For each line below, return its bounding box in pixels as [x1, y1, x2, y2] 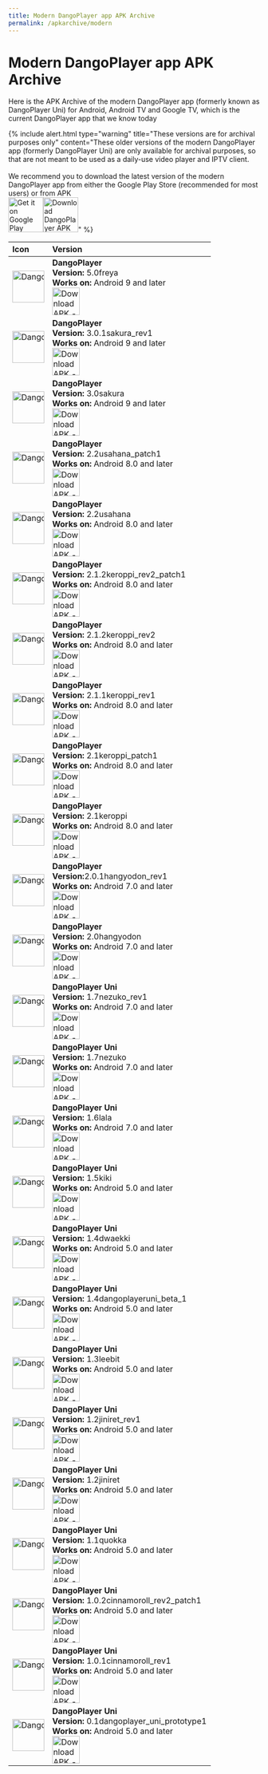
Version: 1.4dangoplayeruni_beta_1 [52, 1294, 187, 1305]
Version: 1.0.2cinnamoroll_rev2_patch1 [52, 1595, 202, 1606]
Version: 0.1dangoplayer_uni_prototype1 [52, 1716, 207, 1727]
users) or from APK [8, 188, 72, 198]
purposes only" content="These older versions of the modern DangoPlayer [8, 137, 255, 148]
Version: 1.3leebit [52, 1353, 120, 1365]
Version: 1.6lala [52, 1112, 112, 1124]
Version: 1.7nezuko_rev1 [52, 991, 148, 1002]
